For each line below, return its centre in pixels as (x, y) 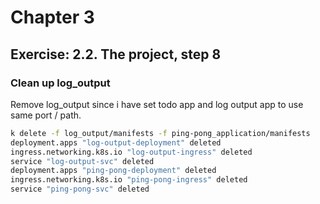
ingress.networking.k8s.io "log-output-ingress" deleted (131, 152)
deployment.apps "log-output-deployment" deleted (116, 142)
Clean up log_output (60, 83)
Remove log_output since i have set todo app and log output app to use (157, 104)
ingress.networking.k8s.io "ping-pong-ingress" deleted (129, 180)
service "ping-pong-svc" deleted (80, 189)
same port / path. (46, 115)
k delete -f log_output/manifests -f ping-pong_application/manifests (160, 133)
